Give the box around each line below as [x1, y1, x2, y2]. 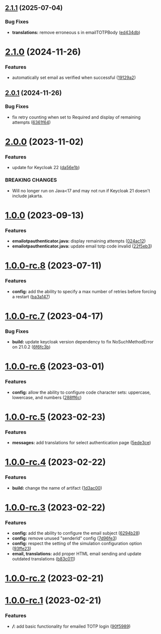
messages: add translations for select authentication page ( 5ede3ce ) [12, 440, 151, 446]
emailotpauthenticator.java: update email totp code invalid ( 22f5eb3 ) [12, 243, 152, 249]
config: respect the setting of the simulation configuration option [12, 541, 142, 546]
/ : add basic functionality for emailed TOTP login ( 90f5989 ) [12, 623, 131, 629]
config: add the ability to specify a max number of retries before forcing [12, 288, 157, 294]
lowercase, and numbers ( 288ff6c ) [12, 394, 82, 400]
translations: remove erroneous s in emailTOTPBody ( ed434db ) [12, 29, 141, 35]
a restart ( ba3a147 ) [12, 294, 50, 299]
